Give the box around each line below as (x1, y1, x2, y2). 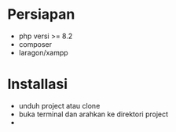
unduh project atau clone (18, 101, 101, 110)
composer (18, 39, 53, 48)
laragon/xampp (18, 48, 68, 57)
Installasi (7, 76, 68, 93)
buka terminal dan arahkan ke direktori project (18, 109, 169, 119)
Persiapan (7, 5, 75, 23)
